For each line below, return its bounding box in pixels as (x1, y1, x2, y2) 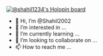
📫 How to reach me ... (15, 43, 71, 51)
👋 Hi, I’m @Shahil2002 (15, 17, 71, 24)
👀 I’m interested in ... (15, 24, 67, 31)
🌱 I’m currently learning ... (15, 30, 80, 37)
